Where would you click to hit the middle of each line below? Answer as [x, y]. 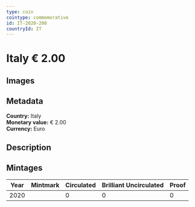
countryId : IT [24, 29]
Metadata [25, 101]
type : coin [20, 12]
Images [21, 81]
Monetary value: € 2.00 [36, 122]
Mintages [24, 168]
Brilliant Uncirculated [133, 185]
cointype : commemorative [37, 18]
